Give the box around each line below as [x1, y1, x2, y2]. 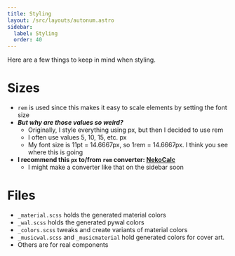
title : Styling [7, 10, 52, 18]
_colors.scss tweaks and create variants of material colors [17, 226, 188, 234]
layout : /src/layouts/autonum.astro [7, 17, 114, 24]
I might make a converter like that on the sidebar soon [27, 163, 184, 172]
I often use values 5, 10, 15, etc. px [27, 133, 127, 142]
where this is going [27, 148, 83, 156]
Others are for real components [17, 241, 109, 249]
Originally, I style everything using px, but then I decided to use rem [27, 126, 224, 134]
